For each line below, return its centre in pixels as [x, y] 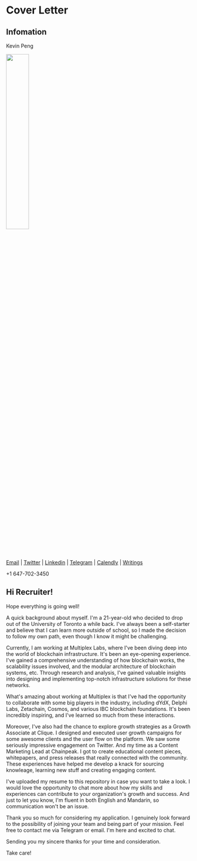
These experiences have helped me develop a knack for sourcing [85, 764]
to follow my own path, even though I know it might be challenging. [87, 636]
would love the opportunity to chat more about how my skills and [84, 787]
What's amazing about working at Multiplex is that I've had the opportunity [96, 696]
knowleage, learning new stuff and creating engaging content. [81, 770]
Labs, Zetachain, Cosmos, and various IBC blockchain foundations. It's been [98, 709]
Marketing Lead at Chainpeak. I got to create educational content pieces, [94, 751]
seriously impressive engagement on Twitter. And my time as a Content [92, 745]
